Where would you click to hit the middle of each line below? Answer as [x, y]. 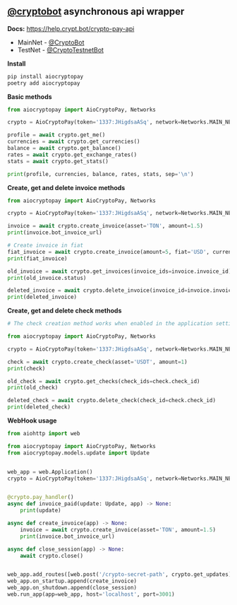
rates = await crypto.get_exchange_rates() [72, 155]
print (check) [26, 368]
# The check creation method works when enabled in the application [110, 324]
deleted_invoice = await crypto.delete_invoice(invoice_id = [98, 290]
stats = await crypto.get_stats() [58, 161]
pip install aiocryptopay [45, 76]
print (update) [41, 511]
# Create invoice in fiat [45, 246]
